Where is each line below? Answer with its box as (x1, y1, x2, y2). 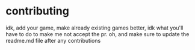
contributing (5, 4, 70, 18)
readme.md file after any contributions (5, 37, 101, 44)
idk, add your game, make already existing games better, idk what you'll (5, 24, 184, 31)
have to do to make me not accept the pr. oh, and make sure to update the (5, 30, 190, 37)
